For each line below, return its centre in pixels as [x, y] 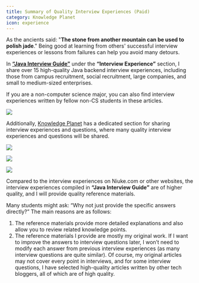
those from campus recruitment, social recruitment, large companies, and [96, 77]
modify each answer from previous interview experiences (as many [97, 248]
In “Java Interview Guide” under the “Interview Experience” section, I [93, 64]
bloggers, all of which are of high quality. [65, 274]
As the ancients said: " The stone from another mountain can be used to [95, 40]
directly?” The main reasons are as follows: [59, 212]
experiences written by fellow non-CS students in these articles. [85, 101]
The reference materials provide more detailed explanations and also [99, 223]
